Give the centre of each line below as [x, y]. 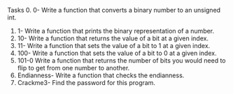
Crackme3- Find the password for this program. [86, 83]
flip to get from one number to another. [73, 68]
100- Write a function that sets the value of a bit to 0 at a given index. [117, 53]
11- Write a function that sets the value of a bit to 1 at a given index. [114, 46]
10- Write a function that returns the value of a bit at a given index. [113, 38]
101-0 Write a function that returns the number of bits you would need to [121, 61]
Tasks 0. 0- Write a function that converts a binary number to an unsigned [114, 10]
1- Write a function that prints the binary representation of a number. [116, 31]
